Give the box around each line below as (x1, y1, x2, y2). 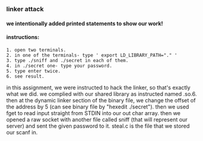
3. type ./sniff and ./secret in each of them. (6, 57, 129, 63)
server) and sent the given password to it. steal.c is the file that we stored (6, 122, 190, 130)
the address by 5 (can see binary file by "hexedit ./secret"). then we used (6, 103, 190, 110)
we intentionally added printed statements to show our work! (6, 20, 164, 27)
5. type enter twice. (6, 68, 61, 74)
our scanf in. (6, 128, 38, 136)
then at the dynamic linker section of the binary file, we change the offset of (6, 96, 196, 104)
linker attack (6, 5, 44, 13)
